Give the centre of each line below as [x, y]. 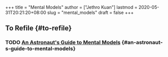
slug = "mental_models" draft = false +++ [91, 12]
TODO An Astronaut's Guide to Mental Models [63, 42]
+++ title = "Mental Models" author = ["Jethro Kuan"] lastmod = [71, 7]
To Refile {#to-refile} [38, 28]
